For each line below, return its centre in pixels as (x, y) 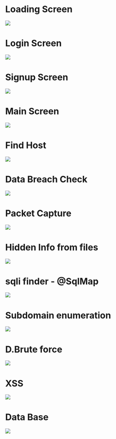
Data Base (27, 417)
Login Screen (34, 43)
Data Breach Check (46, 179)
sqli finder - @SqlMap (52, 281)
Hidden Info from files (52, 247)
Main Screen (32, 111)
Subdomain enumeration (58, 315)
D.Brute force (34, 349)
